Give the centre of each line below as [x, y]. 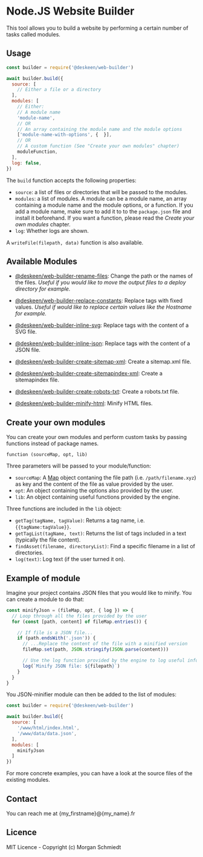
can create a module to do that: [45, 599]
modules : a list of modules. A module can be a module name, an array [101, 198]
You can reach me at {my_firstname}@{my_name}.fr [71, 813]
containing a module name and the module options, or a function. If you [104, 205]
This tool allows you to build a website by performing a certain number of [97, 28]
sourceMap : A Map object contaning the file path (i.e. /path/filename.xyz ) [105, 478]
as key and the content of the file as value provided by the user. [94, 484]
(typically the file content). [48, 540]
